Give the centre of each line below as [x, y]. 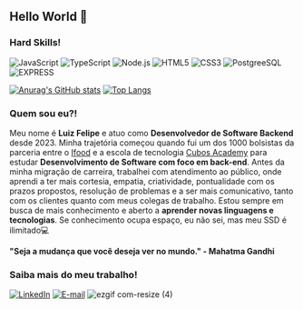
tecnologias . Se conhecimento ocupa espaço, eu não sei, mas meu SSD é [148, 220]
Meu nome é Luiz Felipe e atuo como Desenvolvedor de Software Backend [151, 133]
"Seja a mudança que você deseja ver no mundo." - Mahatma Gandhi [142, 251]
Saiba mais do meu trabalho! [73, 274]
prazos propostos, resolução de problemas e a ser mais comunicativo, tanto [151, 191]
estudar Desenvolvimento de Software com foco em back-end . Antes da [147, 162]
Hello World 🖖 [49, 17]
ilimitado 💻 [29, 230]
